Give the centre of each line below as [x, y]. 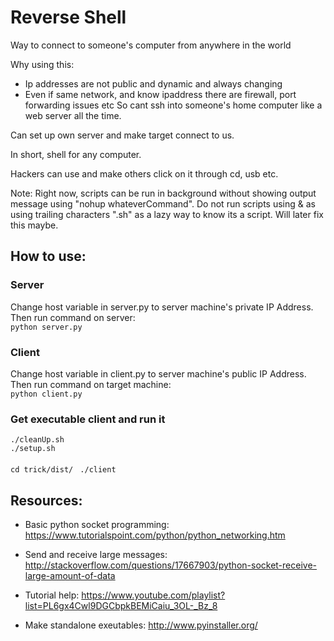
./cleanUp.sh [37, 440]
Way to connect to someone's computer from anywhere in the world [151, 45]
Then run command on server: [73, 317]
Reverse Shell [68, 17]
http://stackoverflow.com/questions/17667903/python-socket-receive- [171, 565]
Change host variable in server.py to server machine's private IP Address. [162, 307]
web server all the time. [73, 115]
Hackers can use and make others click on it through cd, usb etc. [144, 173]
